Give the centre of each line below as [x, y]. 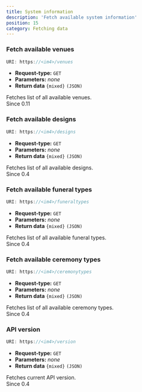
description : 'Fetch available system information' [72, 17]
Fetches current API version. [41, 378]
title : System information [40, 12]
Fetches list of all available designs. [50, 168]
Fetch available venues [40, 50]
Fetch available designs [41, 119]
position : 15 [22, 23]
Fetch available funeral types [49, 189]
